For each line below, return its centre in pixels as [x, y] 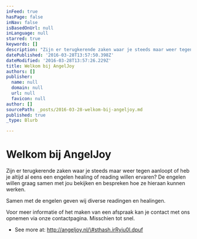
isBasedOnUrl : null [30, 28]
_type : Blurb [22, 121]
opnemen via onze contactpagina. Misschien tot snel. [71, 218]
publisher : [19, 77]
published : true [26, 115]
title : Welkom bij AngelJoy [40, 66]
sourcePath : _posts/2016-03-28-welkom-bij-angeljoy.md [74, 110]
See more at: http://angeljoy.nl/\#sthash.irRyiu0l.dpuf [79, 230]
